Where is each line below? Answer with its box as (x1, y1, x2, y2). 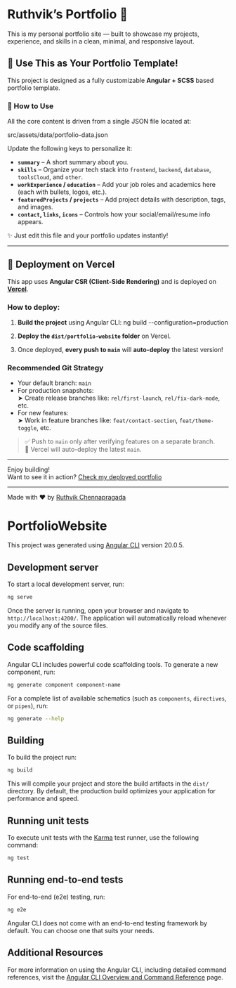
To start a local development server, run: (7, 580, 124, 589)
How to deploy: (7, 302, 60, 312)
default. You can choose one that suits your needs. (7, 926, 155, 935)
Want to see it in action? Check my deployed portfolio (7, 473, 162, 481)
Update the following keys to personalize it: (7, 144, 133, 153)
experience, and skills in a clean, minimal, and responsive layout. (7, 37, 195, 45)
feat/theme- (178, 417, 214, 424)
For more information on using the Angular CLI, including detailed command (7, 966, 227, 974)
